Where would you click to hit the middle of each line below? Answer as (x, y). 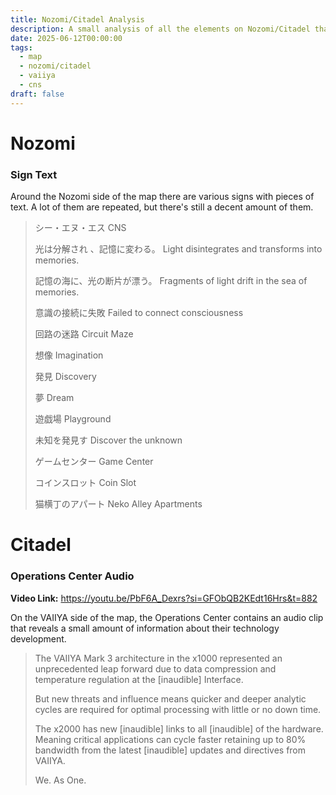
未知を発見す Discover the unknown (108, 440)
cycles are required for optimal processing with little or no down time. (178, 709)
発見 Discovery (65, 377)
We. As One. (60, 780)
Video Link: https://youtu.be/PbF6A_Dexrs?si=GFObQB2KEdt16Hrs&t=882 (164, 598)
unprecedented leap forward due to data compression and (155, 668)
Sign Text (34, 174)
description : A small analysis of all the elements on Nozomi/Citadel (160, 29)
